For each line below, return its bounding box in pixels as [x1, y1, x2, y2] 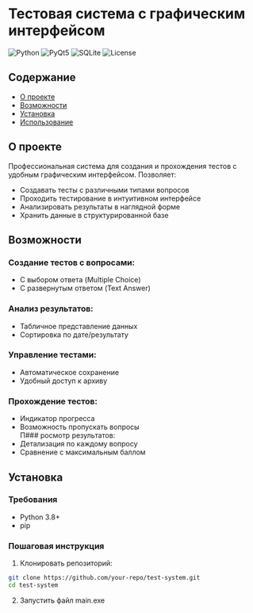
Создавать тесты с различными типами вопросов [19, 185, 190, 194]
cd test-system [8, 581, 59, 589]
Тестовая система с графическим [8, 5, 246, 23]
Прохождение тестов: [8, 396, 98, 407]
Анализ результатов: [8, 303, 94, 314]
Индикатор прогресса [19, 414, 95, 423]
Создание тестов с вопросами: [8, 257, 136, 268]
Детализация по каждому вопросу [19, 439, 138, 449]
